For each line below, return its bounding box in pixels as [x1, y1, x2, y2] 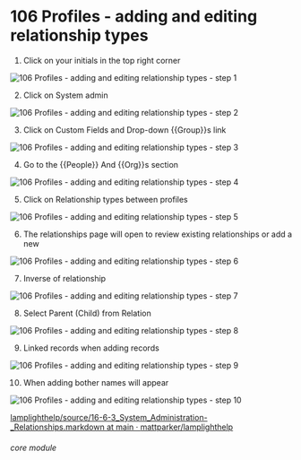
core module [10, 442, 57, 453]
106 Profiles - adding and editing [10, 6, 258, 27]
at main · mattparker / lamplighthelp [107, 421, 234, 432]
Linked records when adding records [22, 343, 159, 353]
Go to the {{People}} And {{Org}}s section [22, 159, 178, 169]
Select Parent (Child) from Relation [22, 308, 151, 318]
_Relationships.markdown [10, 421, 106, 432]
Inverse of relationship [22, 273, 107, 283]
